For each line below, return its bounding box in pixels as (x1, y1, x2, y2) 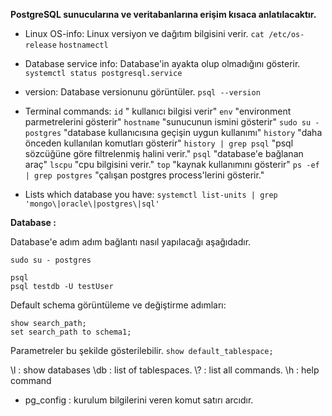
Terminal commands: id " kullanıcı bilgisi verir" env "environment (24, 105, 292, 117)
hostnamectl (58, 40, 109, 50)
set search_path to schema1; (10, 327, 132, 337)
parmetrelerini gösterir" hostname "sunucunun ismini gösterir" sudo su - (24, 116, 320, 128)
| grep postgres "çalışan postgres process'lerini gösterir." (24, 169, 265, 181)
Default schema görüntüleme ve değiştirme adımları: (10, 299, 227, 311)
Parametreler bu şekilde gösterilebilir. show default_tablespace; (10, 345, 274, 356)
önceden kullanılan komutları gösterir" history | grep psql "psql (24, 137, 294, 149)
